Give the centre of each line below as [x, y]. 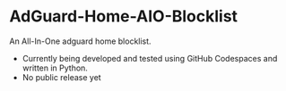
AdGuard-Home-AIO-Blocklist [124, 17]
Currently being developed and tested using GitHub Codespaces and [150, 58]
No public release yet [61, 77]
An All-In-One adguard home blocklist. [80, 41]
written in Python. [55, 68]
